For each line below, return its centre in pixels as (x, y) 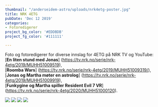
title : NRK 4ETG (21, 14)
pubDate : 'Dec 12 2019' (29, 18)
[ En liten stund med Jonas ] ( (34, 60)
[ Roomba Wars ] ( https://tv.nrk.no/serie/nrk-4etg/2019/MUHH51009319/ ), (78, 70)
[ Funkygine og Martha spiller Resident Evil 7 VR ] (54, 85)
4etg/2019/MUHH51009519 (32, 65)
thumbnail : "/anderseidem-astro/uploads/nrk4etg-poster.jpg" (68, 9)
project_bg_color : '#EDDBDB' (34, 32)
